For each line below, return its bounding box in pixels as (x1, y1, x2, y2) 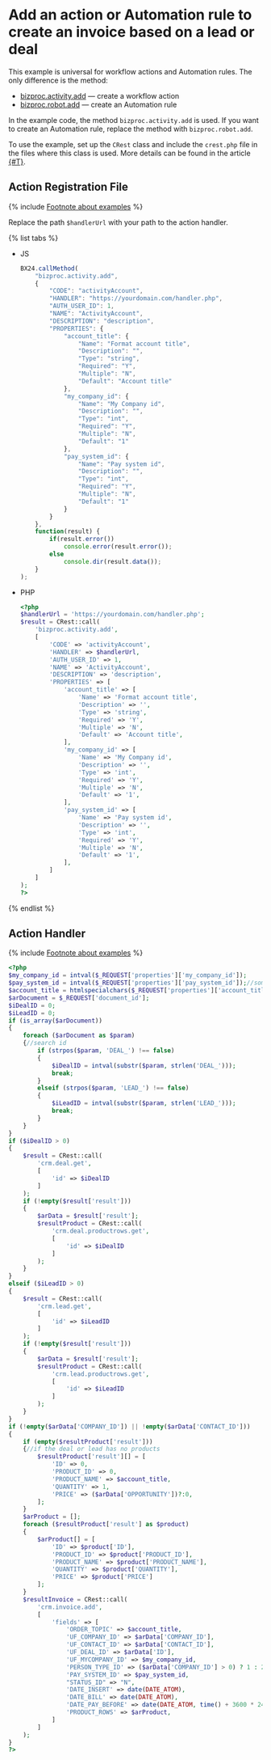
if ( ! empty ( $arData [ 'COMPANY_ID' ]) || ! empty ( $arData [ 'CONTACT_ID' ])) (8, 1422, 251, 1431)
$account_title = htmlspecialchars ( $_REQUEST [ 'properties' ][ (8, 987, 219, 995)
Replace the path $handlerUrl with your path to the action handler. (8, 217, 228, 227)
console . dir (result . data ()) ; (63, 557, 162, 565)
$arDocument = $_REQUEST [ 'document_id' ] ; (8, 993, 150, 1002)
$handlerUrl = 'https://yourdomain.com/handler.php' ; (19, 611, 205, 619)
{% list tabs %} (8, 233, 59, 243)
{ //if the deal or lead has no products (23, 1445, 161, 1453)
